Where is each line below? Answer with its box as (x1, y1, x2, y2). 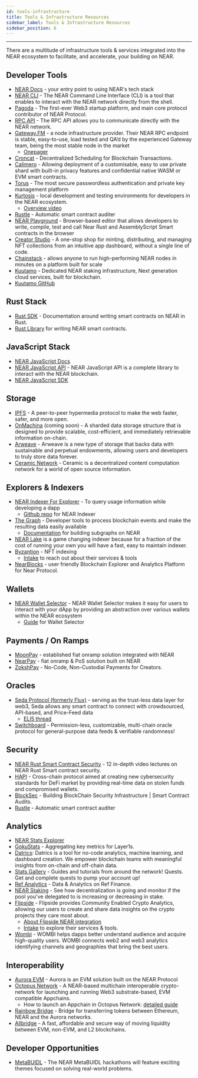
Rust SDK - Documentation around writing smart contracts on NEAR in (14, 312, 186, 319)
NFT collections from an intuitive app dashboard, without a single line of (14, 242, 190, 249)
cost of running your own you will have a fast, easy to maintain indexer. (14, 542, 187, 549)
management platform (14, 186, 69, 193)
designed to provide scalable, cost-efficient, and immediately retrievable (14, 428, 191, 435)
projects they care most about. (14, 912, 90, 919)
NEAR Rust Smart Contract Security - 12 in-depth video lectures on (14, 760, 178, 768)
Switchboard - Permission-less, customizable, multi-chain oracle (14, 721, 173, 728)
